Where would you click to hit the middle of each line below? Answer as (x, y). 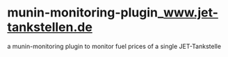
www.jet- (191, 13)
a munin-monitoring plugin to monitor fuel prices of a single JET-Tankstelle (114, 46)
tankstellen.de (50, 27)
